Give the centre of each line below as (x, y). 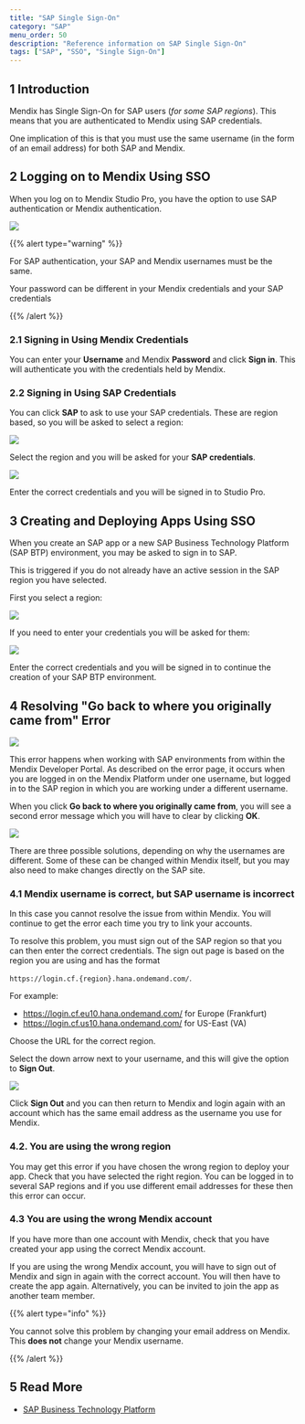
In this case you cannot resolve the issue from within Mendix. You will (140, 914)
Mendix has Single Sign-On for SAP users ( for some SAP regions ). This (143, 111)
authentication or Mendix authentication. (86, 208)
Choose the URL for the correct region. (83, 1041)
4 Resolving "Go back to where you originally (141, 706)
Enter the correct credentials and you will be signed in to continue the (140, 667)
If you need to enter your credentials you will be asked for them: (130, 632)
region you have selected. (58, 580)
